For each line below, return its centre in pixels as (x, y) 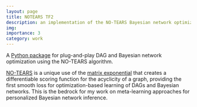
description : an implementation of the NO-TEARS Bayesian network (89, 22)
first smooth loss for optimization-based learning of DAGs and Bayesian (93, 85)
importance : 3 (23, 33)
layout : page (22, 11)
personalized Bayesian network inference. (57, 98)
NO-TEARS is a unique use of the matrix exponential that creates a (86, 73)
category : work (25, 39)
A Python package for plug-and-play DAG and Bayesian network (84, 55)
